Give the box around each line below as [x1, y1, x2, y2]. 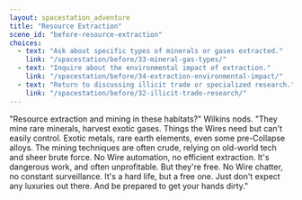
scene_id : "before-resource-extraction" [9, 30, 164, 39]
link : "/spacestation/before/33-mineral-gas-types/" [25, 55, 227, 64]
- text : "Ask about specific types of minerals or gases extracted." [17, 47, 283, 56]
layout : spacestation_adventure [9, 13, 130, 23]
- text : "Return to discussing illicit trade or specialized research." [17, 80, 296, 89]
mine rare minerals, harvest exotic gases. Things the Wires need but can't [9, 123, 283, 133]
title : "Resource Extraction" [9, 22, 123, 31]
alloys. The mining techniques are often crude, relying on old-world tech [9, 141, 277, 153]
